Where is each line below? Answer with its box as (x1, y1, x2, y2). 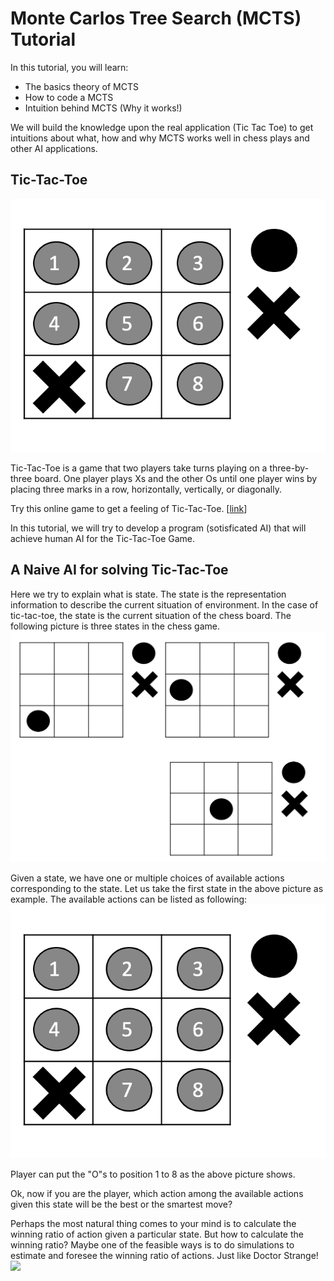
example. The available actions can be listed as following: (10, 893, 248, 906)
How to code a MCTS (24, 91, 114, 103)
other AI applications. (10, 142, 98, 154)
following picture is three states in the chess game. (10, 620, 221, 632)
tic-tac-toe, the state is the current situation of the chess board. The (10, 609, 292, 621)
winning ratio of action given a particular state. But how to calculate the (10, 1228, 304, 1240)
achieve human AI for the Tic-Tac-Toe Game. (10, 533, 196, 544)
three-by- (269, 462, 310, 474)
